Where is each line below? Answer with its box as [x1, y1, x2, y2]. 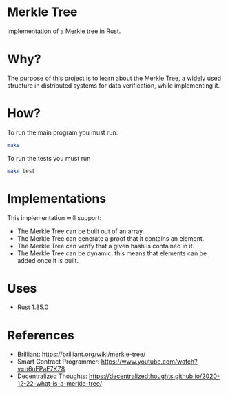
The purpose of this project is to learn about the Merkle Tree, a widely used [7, 74, 222, 82]
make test [7, 167, 36, 175]
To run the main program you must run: [7, 128, 118, 137]
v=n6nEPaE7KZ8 [17, 365, 65, 373]
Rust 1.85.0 [17, 303, 49, 311]
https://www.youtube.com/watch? [101, 357, 198, 366]
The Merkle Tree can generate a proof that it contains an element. [17, 234, 205, 242]
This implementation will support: [7, 213, 102, 221]
